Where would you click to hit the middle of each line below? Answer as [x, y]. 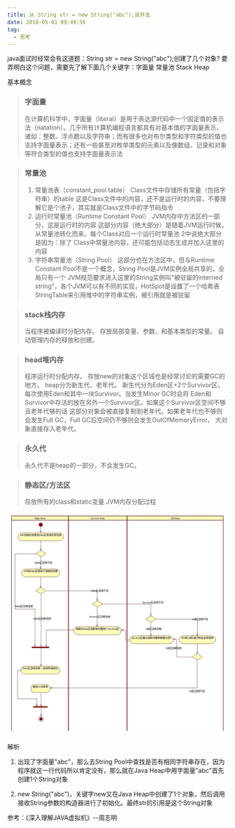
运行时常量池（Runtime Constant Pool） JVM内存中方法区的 [121, 216]
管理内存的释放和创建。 [64, 340]
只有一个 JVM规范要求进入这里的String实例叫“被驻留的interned [131, 277]
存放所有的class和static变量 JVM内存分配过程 [90, 502]
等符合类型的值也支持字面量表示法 [73, 153]
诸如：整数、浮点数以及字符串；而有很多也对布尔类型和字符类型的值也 [126, 136]
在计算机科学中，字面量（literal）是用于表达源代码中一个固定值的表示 [124, 118]
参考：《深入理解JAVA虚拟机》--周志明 [62, 818]
